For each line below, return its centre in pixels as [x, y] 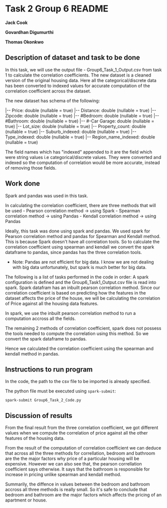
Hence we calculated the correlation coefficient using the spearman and [79, 348]
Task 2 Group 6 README [57, 9]
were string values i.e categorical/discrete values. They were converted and [83, 157]
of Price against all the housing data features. [52, 303]
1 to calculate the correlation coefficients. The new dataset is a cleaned [78, 75]
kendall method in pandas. [32, 353]
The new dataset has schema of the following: [53, 100]
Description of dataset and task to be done [73, 58]
